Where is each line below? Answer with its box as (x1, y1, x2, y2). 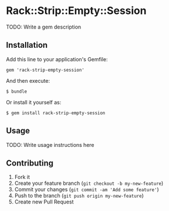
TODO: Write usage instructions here (6, 141, 94, 148)
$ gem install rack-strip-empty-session (6, 110, 106, 116)
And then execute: (6, 77, 50, 84)
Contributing (6, 158, 54, 168)
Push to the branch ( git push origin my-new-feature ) (14, 192, 144, 199)
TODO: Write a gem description (6, 23, 82, 30)
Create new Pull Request (14, 198, 74, 205)
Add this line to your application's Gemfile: (6, 55, 108, 62)
